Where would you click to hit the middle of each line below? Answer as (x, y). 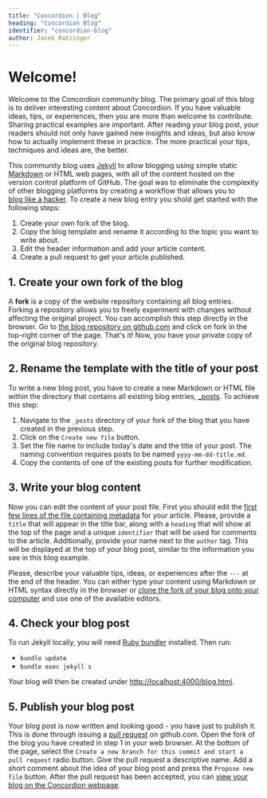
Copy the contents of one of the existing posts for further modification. (136, 462)
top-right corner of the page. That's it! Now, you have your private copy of (130, 335)
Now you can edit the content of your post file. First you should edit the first (133, 507)
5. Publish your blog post (71, 707)
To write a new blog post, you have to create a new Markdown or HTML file (132, 388)
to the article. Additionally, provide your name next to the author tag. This (128, 540)
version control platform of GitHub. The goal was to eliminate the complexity (133, 182)
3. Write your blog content (75, 488)
